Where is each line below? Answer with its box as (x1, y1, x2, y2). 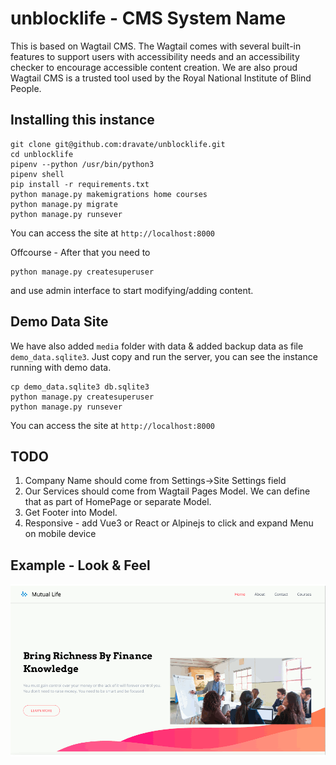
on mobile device (24, 528, 97, 540)
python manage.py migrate (10, 199, 118, 209)
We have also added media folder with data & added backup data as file (10, 340, 304, 352)
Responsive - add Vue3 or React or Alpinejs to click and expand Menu (24, 517, 314, 529)
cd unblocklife (10, 149, 74, 159)
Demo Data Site (10, 313, 109, 331)
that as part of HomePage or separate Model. (24, 496, 212, 508)
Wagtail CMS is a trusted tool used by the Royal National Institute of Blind (10, 72, 312, 84)
